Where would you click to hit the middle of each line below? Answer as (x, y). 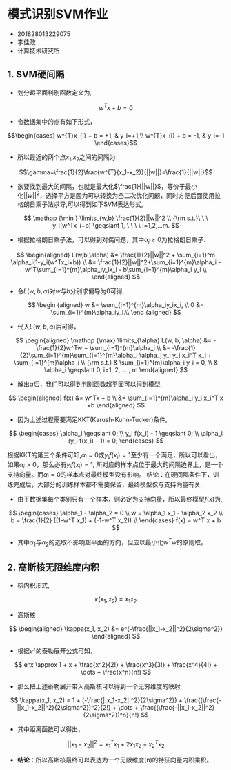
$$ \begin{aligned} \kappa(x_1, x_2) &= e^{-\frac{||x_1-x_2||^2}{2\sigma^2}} (116, 629)
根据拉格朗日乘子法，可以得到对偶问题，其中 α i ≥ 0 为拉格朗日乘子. (111, 240)
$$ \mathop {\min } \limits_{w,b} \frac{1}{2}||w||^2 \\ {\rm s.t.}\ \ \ (116, 218)
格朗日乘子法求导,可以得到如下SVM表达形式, (80, 204)
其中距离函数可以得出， (50, 729)
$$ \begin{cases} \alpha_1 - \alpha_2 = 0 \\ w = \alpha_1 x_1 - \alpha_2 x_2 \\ (116, 513)
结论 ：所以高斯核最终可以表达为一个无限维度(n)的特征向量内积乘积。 (115, 760)
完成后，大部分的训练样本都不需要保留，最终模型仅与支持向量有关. (108, 484)
